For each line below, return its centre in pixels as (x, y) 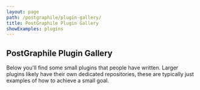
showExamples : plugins (35, 29)
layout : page (23, 12)
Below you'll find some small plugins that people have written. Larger (92, 68)
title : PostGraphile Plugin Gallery (52, 23)
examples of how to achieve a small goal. (58, 81)
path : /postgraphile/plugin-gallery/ (54, 18)
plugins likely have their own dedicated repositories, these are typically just (100, 74)
